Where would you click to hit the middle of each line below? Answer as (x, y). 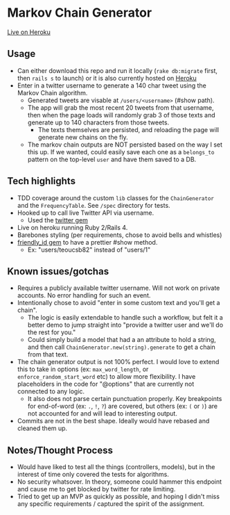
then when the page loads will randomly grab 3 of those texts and (122, 115)
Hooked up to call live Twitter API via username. (86, 213)
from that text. (48, 354)
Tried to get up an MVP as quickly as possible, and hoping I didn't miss (118, 497)
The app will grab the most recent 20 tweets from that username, (121, 107)
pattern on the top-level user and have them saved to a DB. (112, 159)
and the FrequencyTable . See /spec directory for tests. (94, 205)
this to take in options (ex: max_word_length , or (83, 369)
